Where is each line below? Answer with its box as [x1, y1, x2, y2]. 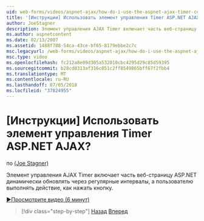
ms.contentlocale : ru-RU [6, 76, 69, 82]
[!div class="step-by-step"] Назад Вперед [21, 207, 128, 215]
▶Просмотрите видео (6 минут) [6, 196, 90, 203]
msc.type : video [6, 54, 47, 60]
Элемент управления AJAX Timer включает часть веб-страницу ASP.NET [6, 171, 197, 179]
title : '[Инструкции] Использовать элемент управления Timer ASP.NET [6, 15, 186, 21]
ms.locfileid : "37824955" [6, 88, 72, 94]
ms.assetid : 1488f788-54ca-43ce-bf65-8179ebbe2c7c [6, 43, 137, 49]
